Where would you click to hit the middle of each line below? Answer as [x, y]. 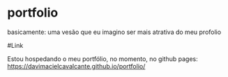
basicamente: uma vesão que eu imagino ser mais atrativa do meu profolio [114, 32]
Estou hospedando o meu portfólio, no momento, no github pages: [102, 59]
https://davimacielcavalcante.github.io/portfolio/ [76, 66]
